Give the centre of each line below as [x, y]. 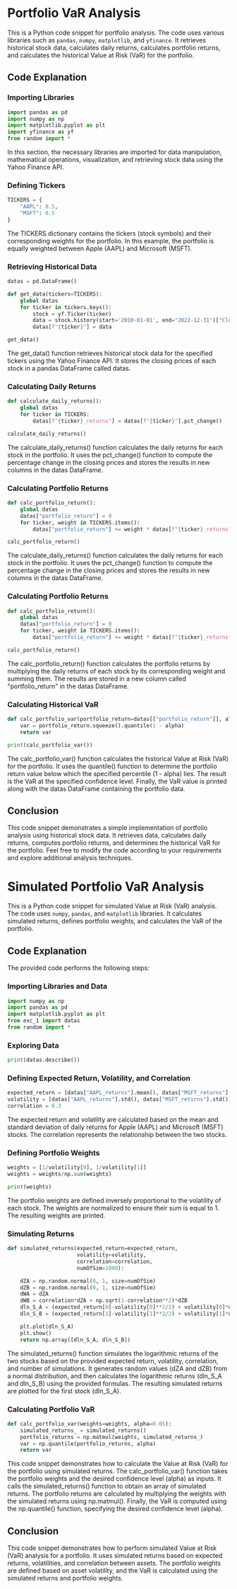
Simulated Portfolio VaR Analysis [106, 886]
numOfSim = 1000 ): [101, 1268]
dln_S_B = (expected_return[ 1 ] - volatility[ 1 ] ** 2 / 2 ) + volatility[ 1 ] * [124, 1314]
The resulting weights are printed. [56, 1215]
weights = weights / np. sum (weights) [60, 1174]
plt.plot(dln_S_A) [47, 1327]
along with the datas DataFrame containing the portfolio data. [96, 788]
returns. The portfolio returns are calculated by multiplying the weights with [117, 1493]
